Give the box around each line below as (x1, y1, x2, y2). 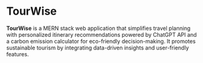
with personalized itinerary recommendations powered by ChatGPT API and (6, 31, 197, 38)
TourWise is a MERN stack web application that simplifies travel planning (6, 24, 191, 32)
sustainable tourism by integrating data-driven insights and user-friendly (6, 44, 190, 51)
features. (6, 50, 29, 57)
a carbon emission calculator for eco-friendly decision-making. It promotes (6, 37, 196, 45)
